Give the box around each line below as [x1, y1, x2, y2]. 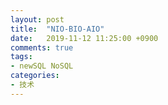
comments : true [10, 42, 74, 53]
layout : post [10, 14, 65, 25]
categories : [10, 71, 60, 81]
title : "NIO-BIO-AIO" [10, 24, 105, 34]
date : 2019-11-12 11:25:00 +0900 [10, 33, 159, 43]
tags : [10, 52, 33, 62]
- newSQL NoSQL [10, 61, 74, 71]
